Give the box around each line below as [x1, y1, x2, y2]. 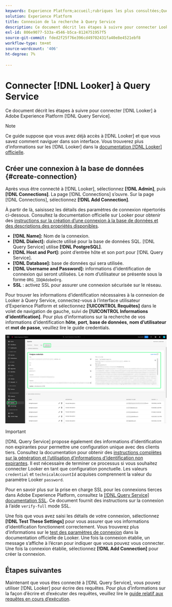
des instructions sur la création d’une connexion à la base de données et [5, 218, 159, 224]
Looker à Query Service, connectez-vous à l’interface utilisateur [5, 298, 140, 304]
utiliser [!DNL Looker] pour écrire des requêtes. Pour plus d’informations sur [5, 585, 166, 591]
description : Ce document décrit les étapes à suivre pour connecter [5, 25, 157, 30]
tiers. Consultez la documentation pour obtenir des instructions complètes [5, 449, 162, 456]
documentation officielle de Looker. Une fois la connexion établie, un [5, 535, 150, 541]
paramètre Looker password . [5, 477, 64, 483]
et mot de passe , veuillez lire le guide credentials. [5, 325, 111, 331]
